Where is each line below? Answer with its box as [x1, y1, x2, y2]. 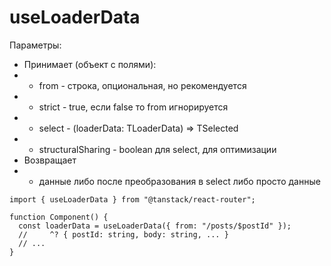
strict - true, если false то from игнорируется [38, 101, 229, 113]
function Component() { [9, 212, 109, 222]
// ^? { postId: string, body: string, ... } [18, 229, 229, 240]
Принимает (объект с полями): [23, 58, 157, 70]
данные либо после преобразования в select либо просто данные [38, 175, 321, 187]
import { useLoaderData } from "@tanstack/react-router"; [9, 194, 256, 205]
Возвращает [23, 154, 77, 166]
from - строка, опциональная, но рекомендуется [38, 79, 247, 91]
